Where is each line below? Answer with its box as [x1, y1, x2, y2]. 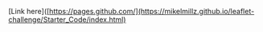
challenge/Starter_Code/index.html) [8, 15, 126, 24]
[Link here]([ [8, 7, 50, 16]
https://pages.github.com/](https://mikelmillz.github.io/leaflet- [49, 7, 255, 16]
